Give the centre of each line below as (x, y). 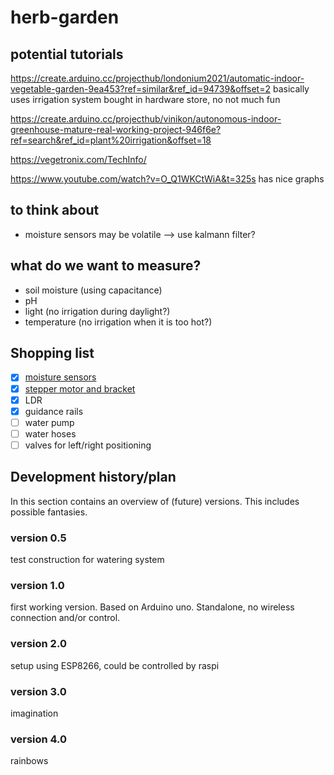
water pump (49, 422)
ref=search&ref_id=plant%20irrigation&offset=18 (111, 140)
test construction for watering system (87, 559)
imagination (34, 713)
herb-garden (65, 17)
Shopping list (52, 353)
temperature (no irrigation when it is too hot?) (118, 322)
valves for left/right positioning (88, 445)
